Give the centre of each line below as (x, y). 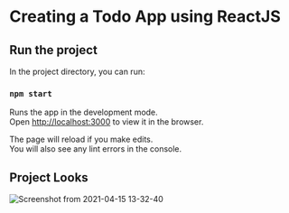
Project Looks (49, 177)
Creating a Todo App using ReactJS (145, 17)
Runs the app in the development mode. (84, 112)
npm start (31, 93)
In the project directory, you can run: (77, 71)
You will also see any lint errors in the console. (96, 149)
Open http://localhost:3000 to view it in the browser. (107, 122)
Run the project (53, 50)
